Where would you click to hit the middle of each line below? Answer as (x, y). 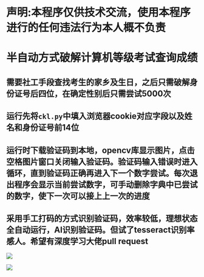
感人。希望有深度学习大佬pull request (77, 241)
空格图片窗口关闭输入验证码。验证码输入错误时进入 (102, 162)
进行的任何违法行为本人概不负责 (86, 28)
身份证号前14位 (51, 128)
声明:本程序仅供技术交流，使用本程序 (99, 12)
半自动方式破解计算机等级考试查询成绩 (102, 58)
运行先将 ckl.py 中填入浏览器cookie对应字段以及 (95, 116)
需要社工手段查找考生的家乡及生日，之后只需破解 (98, 82)
